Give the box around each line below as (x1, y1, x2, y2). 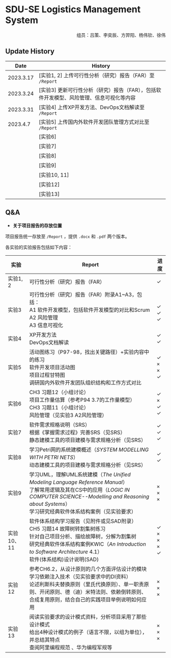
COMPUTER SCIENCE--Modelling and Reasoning (29, 493, 149, 500)
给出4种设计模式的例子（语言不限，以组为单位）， (29, 628, 148, 636)
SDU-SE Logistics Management (5, 4, 141, 15)
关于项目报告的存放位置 (12, 222, 62, 228)
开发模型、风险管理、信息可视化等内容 (44, 94, 136, 101)
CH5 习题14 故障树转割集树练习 (29, 525, 106, 532)
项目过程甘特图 (29, 371, 65, 378)
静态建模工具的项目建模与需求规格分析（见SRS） (29, 436, 147, 444)
